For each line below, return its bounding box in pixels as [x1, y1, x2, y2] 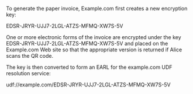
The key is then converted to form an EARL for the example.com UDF [6, 64, 173, 71]
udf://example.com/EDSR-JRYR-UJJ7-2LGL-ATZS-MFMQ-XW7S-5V [6, 81, 171, 88]
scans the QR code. [6, 53, 54, 59]
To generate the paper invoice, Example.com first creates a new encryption [6, 5, 188, 12]
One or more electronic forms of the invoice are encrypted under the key [6, 34, 181, 40]
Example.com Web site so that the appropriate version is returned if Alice [6, 46, 182, 53]
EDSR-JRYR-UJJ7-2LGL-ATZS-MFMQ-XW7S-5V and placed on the [6, 40, 168, 47]
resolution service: [6, 70, 51, 76]
